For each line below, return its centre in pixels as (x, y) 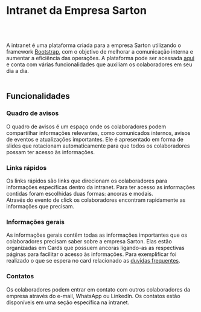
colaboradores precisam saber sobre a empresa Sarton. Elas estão (89, 242)
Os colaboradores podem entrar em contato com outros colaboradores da (98, 289)
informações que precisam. (40, 206)
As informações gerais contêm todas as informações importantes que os (97, 235)
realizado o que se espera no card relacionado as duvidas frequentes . (93, 261)
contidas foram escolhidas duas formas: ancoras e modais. (80, 193)
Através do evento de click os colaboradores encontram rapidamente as (96, 200)
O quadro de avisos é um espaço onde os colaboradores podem (86, 126)
